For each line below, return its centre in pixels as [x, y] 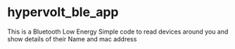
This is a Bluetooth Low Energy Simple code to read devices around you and [118, 31]
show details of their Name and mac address [72, 38]
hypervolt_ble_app [63, 12]
